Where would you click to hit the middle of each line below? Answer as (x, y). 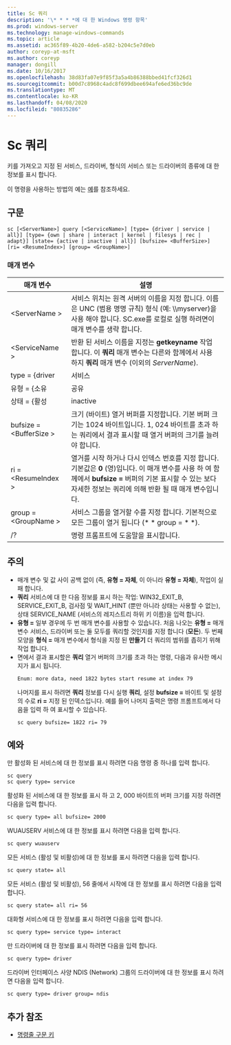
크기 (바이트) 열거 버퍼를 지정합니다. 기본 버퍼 (141, 414)
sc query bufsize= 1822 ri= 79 (62, 722)
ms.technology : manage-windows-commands (66, 33)
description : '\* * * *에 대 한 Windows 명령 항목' (78, 20)
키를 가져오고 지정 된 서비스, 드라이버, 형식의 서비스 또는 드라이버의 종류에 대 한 (113, 166)
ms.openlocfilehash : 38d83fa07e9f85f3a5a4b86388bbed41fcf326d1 (100, 77)
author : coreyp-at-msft (41, 52)
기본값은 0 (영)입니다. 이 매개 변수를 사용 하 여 (141, 468)
